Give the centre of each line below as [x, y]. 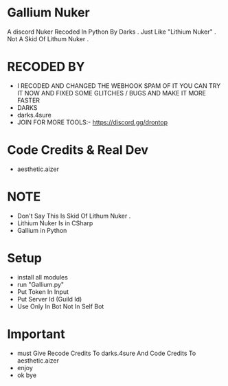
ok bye [26, 375]
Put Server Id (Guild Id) [49, 299]
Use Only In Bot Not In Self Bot [60, 306]
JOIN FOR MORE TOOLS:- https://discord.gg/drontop [92, 122]
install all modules [43, 277]
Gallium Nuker [49, 13]
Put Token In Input [43, 292]
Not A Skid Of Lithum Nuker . [48, 38]
